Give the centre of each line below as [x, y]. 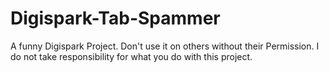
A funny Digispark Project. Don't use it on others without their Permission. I [165, 46]
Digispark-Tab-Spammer [115, 18]
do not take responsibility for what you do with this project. [131, 56]
